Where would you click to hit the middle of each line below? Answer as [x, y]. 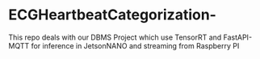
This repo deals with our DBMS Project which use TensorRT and [115, 37]
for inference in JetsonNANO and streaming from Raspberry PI [135, 45]
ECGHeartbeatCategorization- [112, 15]
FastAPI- [238, 37]
